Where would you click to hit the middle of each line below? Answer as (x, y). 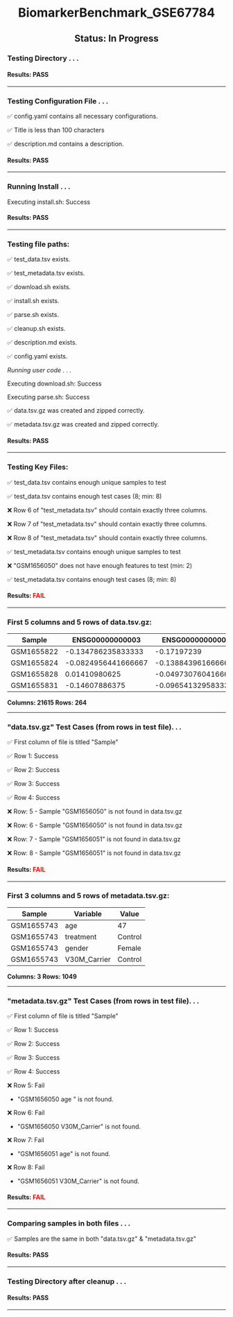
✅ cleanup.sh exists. (36, 328)
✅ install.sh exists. (33, 301)
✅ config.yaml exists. (37, 356)
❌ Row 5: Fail (26, 1085)
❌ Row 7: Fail (26, 1140)
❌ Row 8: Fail (26, 1167)
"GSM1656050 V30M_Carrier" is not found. (79, 1127)
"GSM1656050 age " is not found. (65, 1099)
